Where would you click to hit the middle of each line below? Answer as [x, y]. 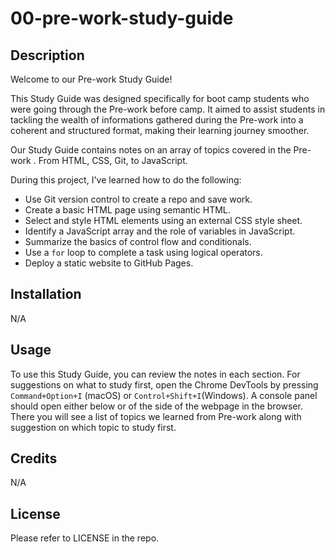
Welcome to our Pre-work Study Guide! [91, 79]
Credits [34, 458]
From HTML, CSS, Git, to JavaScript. [113, 160]
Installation [46, 294]
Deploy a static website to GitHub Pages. [109, 263]
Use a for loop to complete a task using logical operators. [143, 252]
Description [47, 55]
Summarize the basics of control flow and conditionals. [138, 241]
